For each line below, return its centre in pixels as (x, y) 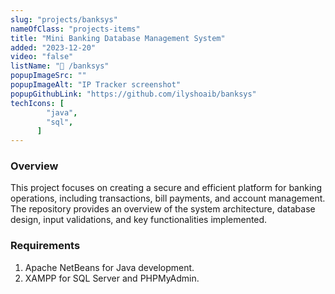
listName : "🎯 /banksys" (60, 66)
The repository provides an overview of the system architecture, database (163, 209)
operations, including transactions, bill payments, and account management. (168, 198)
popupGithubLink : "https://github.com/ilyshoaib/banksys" (133, 94)
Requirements (45, 246)
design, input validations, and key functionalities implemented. (139, 220)
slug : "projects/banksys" (64, 19)
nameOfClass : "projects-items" (75, 29)
